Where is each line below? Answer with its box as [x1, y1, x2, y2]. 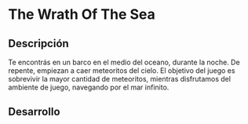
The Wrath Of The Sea [8, 5, 155, 24]
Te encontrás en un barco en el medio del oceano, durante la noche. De [8, 57, 241, 67]
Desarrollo [8, 105, 60, 119]
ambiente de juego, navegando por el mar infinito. [8, 82, 170, 92]
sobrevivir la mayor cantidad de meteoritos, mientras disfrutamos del [8, 75, 232, 83]
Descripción [8, 37, 69, 50]
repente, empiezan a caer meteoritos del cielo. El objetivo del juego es [8, 66, 235, 75]
